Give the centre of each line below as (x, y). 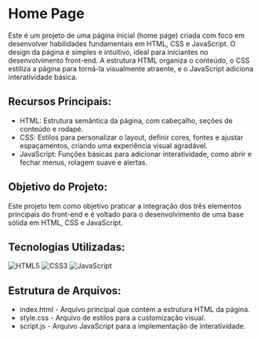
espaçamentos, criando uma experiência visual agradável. (113, 145)
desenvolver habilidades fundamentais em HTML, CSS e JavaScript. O (122, 43)
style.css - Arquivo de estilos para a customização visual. (112, 318)
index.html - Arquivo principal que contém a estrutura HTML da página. (135, 310)
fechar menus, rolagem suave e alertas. (83, 162)
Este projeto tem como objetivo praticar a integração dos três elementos (125, 205)
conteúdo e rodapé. (51, 129)
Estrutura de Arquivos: (65, 291)
